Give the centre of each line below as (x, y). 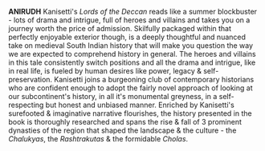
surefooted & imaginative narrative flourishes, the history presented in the (130, 113)
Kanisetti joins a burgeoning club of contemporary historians (154, 79)
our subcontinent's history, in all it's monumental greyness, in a (113, 96)
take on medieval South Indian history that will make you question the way (131, 46)
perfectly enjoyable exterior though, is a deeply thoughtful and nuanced (127, 37)
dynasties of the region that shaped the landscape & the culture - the (122, 130)
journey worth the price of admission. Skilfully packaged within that (120, 28)
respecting (26, 105)
